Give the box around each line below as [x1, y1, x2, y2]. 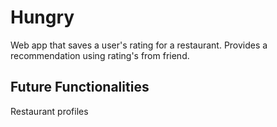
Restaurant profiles [10, 105, 89, 117]
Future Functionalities [10, 79, 150, 96]
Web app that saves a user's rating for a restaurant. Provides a [10, 39, 268, 51]
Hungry [10, 6, 75, 29]
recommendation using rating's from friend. [10, 49, 190, 61]
